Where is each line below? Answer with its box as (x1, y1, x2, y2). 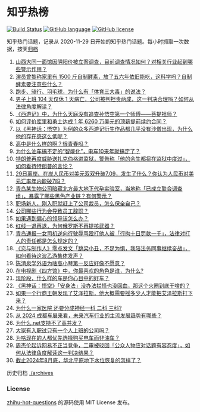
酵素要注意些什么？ (15, 80, 63, 87)
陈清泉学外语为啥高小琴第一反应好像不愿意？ (15, 259, 126, 266)
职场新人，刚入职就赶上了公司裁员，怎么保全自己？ (15, 199, 141, 207)
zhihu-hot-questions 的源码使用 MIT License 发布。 (7, 399, 133, 406)
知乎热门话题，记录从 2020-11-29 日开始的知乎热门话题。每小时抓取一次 (7, 38, 184, 45)
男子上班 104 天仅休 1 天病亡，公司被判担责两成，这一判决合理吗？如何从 (15, 95, 194, 102)
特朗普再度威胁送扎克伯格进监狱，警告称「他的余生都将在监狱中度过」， (15, 155, 190, 162)
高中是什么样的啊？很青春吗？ (15, 140, 89, 147)
